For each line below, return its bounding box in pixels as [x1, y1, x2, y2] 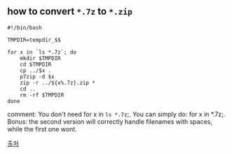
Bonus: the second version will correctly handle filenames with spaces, [7, 117, 212, 125]
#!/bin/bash [7, 24, 42, 31]
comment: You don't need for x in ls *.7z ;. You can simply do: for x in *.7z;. [7, 110, 226, 118]
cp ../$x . [20, 66, 52, 74]
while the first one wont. [7, 125, 77, 133]
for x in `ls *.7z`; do [7, 48, 77, 55]
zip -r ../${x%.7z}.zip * [20, 79, 96, 86]
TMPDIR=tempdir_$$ [7, 36, 61, 43]
